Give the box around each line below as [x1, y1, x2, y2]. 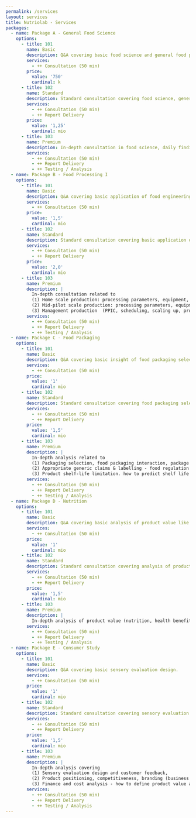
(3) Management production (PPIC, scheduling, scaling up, [31, 308, 181, 314]
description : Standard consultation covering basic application [26, 237, 187, 243]
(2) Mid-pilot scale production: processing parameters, [31, 303, 174, 308]
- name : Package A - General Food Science [11, 30, 116, 36]
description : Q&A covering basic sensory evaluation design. [26, 666, 179, 673]
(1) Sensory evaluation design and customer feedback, [31, 770, 168, 776]
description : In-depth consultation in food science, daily [26, 145, 176, 150]
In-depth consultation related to [31, 291, 116, 297]
